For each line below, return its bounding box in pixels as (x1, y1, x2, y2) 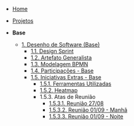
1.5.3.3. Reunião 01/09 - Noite (49, 113, 124, 120)
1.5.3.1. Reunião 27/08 (49, 100, 104, 107)
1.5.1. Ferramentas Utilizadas (39, 80, 112, 87)
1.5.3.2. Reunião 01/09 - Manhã (49, 106, 128, 113)
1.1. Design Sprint (30, 47, 74, 55)
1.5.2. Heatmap (39, 87, 78, 94)
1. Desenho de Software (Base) (21, 41, 100, 48)
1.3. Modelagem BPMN (30, 61, 89, 68)
